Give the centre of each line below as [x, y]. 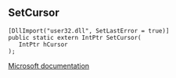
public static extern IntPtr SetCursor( [75, 37]
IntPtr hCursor [43, 44]
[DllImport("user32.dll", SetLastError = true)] [89, 30]
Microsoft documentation [49, 66]
